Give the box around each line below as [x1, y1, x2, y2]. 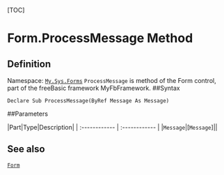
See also [7, 143, 45, 155]
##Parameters [7, 109, 49, 118]
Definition [7, 58, 51, 70]
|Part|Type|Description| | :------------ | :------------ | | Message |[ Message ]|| [7, 123, 218, 131]
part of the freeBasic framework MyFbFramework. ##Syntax [7, 84, 180, 92]
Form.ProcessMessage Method [7, 31, 193, 46]
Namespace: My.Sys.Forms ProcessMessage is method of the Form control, [7, 77, 217, 84]
